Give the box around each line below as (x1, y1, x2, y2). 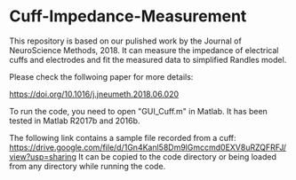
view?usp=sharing (9, 151, 77, 161)
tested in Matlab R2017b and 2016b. (9, 115, 140, 126)
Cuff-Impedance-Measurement (9, 6, 247, 27)
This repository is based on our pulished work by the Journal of (9, 35, 242, 46)
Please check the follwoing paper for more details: (9, 71, 194, 82)
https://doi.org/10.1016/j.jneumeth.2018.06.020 (9, 89, 180, 99)
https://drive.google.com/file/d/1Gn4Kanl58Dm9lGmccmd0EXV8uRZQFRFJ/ (9, 142, 287, 153)
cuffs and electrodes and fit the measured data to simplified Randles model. (9, 54, 287, 65)
